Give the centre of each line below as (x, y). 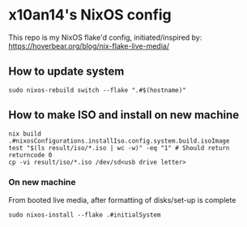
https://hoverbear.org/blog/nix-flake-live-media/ (89, 45)
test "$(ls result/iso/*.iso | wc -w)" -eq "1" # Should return (119, 148)
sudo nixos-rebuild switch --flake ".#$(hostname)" (97, 90)
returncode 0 (30, 155)
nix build (25, 134)
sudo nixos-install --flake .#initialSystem (85, 215)
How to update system (66, 72)
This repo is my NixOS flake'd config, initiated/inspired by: (105, 37)
